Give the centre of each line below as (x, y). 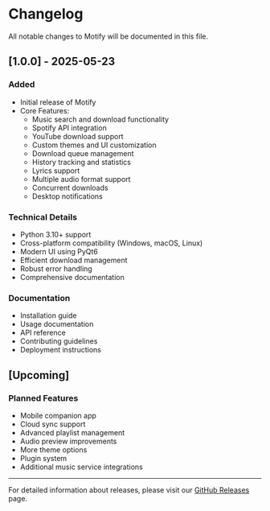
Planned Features (43, 398)
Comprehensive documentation (72, 277)
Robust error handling (56, 268)
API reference (43, 333)
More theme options (53, 449)
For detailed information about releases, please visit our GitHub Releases (129, 490)
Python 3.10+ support (55, 234)
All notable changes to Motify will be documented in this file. (108, 36)
